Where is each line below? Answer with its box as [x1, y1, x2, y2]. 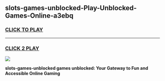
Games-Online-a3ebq [5, 12, 74, 20]
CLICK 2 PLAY [5, 45, 39, 52]
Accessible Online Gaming [5, 70, 60, 76]
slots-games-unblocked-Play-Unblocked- [5, 4, 137, 12]
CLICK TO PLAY [5, 27, 43, 33]
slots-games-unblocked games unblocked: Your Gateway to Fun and [5, 65, 148, 71]
